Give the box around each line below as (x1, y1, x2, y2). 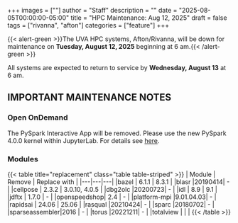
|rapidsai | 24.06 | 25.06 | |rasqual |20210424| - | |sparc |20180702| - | (7, 200, 215, 208)
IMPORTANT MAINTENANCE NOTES (7, 91, 172, 103)
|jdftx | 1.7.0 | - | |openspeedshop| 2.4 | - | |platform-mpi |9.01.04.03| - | (7, 193, 217, 201)
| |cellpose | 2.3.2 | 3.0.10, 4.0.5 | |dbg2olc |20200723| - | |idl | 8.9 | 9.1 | (7, 185, 218, 193)
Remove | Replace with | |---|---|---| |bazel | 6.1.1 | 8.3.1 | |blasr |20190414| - (7, 177, 230, 186)
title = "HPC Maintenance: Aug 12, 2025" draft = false (70, 13, 227, 22)
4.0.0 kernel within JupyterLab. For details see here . (7, 136, 160, 144)
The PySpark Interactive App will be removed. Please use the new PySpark (7, 129, 227, 137)
